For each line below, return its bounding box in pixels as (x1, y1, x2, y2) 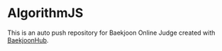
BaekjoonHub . (7, 35, 49, 44)
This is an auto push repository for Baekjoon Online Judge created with (7, 28, 216, 37)
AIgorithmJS (7, 5, 84, 21)
